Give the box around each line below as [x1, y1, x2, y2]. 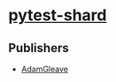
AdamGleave [20, 63, 68, 74]
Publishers [8, 41, 69, 56]
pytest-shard [8, 5, 107, 26]
